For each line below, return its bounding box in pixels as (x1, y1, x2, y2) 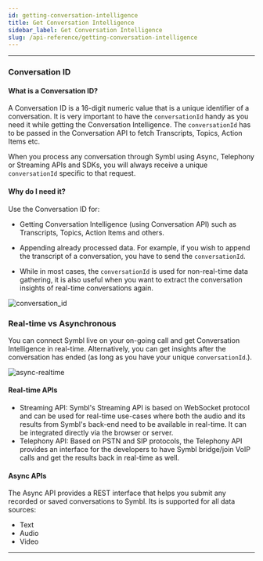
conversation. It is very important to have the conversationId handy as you (8, 111, 249, 122)
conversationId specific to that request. (8, 169, 136, 178)
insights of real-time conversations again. (19, 283, 154, 293)
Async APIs (8, 471, 47, 480)
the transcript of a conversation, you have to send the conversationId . (19, 251, 246, 260)
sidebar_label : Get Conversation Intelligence (8, 26, 163, 34)
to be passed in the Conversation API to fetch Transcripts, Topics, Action (8, 129, 243, 138)
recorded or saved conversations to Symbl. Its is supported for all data (8, 497, 236, 506)
